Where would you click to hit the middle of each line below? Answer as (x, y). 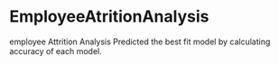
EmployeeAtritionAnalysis (109, 17)
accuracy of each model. (56, 51)
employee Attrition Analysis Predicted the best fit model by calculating (140, 42)
